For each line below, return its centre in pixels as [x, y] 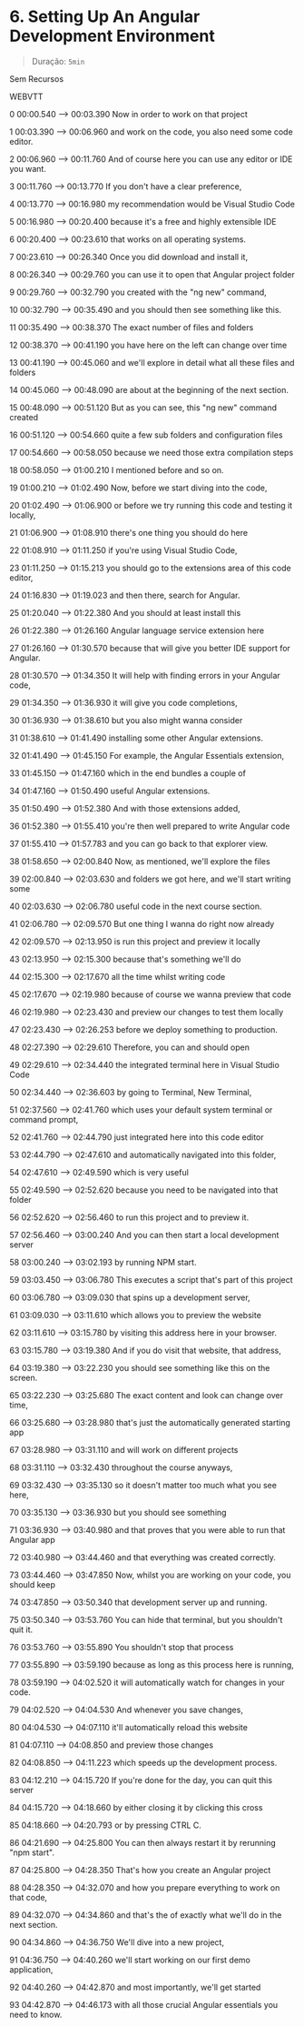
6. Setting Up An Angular [105, 17]
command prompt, [44, 1119]
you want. [28, 168]
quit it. [21, 1629]
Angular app [33, 1539]
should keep [33, 1584]
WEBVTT [26, 96]
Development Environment [112, 36]
